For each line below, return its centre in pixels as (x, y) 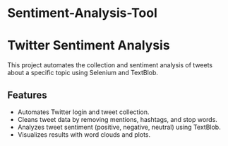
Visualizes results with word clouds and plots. (84, 134)
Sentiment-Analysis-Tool (82, 13)
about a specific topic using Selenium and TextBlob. (83, 73)
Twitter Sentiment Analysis (89, 46)
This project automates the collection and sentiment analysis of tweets (110, 65)
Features (27, 95)
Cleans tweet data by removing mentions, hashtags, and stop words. (117, 119)
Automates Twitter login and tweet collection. (83, 112)
